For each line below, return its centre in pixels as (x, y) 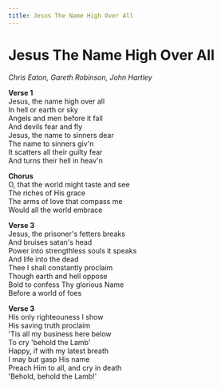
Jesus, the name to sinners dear (61, 135)
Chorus (21, 175)
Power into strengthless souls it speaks (73, 250)
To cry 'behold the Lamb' (49, 342)
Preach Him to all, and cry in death (65, 367)
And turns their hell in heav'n (56, 160)
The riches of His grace (47, 193)
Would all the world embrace (55, 210)
